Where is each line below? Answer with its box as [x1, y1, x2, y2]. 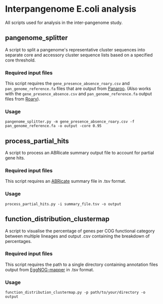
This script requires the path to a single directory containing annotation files [5, 261, 158, 267]
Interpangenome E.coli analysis [5, 3, 137, 15]
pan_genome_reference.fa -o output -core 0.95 [5, 124, 102, 129]
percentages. [5, 238, 32, 244]
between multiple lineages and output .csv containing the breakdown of [5, 233, 150, 239]
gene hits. [5, 155, 25, 161]
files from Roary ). [5, 96, 40, 102]
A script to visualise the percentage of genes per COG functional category [5, 228, 155, 234]
